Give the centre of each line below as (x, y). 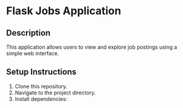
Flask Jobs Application (64, 11)
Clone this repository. (41, 86)
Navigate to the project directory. (55, 93)
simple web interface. (33, 53)
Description (28, 33)
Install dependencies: (41, 99)
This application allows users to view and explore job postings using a (91, 47)
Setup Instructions (41, 72)
